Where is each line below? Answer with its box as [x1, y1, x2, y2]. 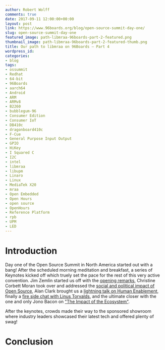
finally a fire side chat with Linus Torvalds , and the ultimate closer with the [5, 293, 157, 299]
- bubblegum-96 [5, 109, 37, 114]
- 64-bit [5, 76, 23, 81]
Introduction [5, 245, 57, 256]
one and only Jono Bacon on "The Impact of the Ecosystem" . [5, 298, 130, 304]
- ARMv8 [5, 100, 21, 105]
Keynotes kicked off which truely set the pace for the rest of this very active [5, 272, 160, 278]
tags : [5, 62, 16, 67]
